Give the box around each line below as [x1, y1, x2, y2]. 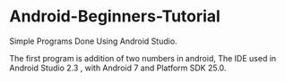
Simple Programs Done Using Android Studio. [9, 36, 177, 46]
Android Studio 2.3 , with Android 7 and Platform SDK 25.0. [9, 62, 227, 73]
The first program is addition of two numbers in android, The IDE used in [9, 53, 277, 63]
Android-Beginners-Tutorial [9, 6, 221, 27]
